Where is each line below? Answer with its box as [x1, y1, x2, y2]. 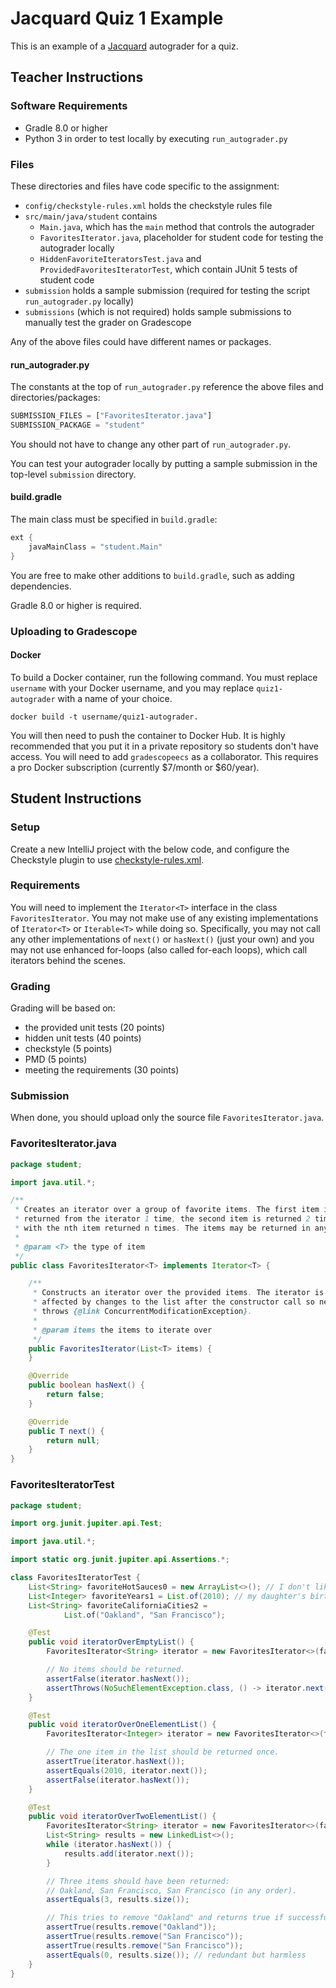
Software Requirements [10, 99, 128, 113]
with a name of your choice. [57, 692, 173, 704]
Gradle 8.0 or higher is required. [10, 599, 142, 611]
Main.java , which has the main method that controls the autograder [39, 220, 315, 232]
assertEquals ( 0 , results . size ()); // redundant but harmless [46, 1950, 307, 1960]
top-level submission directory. [10, 468, 137, 480]
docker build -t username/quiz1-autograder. [10, 712, 199, 722]
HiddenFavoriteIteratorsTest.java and [39, 252, 202, 264]
